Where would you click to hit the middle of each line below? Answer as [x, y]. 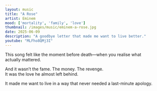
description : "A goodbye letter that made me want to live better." [76, 37]
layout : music [19, 9]
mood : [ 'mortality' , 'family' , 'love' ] [45, 23]
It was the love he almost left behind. [42, 74]
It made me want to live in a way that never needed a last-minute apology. [79, 83]
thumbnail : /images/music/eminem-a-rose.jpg [51, 27]
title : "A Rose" [21, 14]
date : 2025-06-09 [23, 32]
